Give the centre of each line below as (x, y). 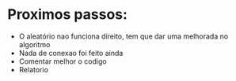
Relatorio (34, 69)
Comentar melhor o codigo (63, 61)
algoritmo (34, 44)
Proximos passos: (68, 15)
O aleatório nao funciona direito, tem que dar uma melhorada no (124, 36)
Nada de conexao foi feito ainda (71, 53)
